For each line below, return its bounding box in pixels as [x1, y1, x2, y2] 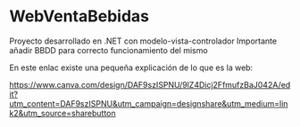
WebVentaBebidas [9, 6, 150, 27]
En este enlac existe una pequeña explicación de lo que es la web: [9, 62, 254, 73]
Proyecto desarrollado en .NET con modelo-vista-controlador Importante [9, 36, 278, 46]
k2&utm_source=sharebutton [9, 107, 116, 118]
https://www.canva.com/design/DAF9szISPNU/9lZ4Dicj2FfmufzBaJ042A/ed [9, 79, 291, 90]
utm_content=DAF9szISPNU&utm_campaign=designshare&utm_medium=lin [9, 98, 288, 108]
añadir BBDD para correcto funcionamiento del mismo [9, 44, 208, 55]
